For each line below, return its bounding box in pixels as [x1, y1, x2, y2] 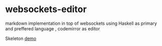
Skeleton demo [5, 35, 37, 41]
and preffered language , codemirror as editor [5, 25, 100, 31]
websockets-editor [5, 4, 87, 15]
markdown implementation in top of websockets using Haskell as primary [5, 20, 157, 26]
